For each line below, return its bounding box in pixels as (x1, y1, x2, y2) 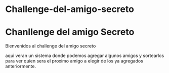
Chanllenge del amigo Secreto (5, 26, 135, 38)
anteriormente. (5, 63, 36, 69)
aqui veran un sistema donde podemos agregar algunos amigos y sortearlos (5, 52, 164, 58)
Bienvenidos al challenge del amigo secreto (5, 43, 96, 49)
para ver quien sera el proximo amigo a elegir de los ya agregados (5, 58, 143, 64)
